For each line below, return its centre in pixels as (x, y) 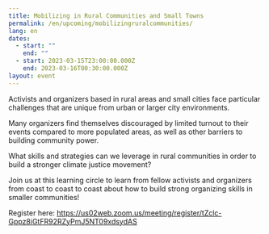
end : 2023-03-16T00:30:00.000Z (76, 69)
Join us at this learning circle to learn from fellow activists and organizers (130, 180)
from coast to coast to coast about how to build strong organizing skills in (130, 188)
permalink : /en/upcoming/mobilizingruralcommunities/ (101, 23)
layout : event (32, 76)
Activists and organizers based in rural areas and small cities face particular (134, 98)
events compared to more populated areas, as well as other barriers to (126, 132)
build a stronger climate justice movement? (80, 164)
